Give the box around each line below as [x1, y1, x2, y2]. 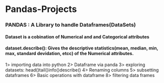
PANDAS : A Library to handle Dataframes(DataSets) [5, 21, 136, 28]
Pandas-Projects [5, 3, 77, 15]
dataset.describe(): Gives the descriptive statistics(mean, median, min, [5, 45, 158, 51]
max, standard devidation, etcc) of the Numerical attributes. [5, 50, 134, 56]
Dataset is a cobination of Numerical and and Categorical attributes [5, 33, 150, 39]
